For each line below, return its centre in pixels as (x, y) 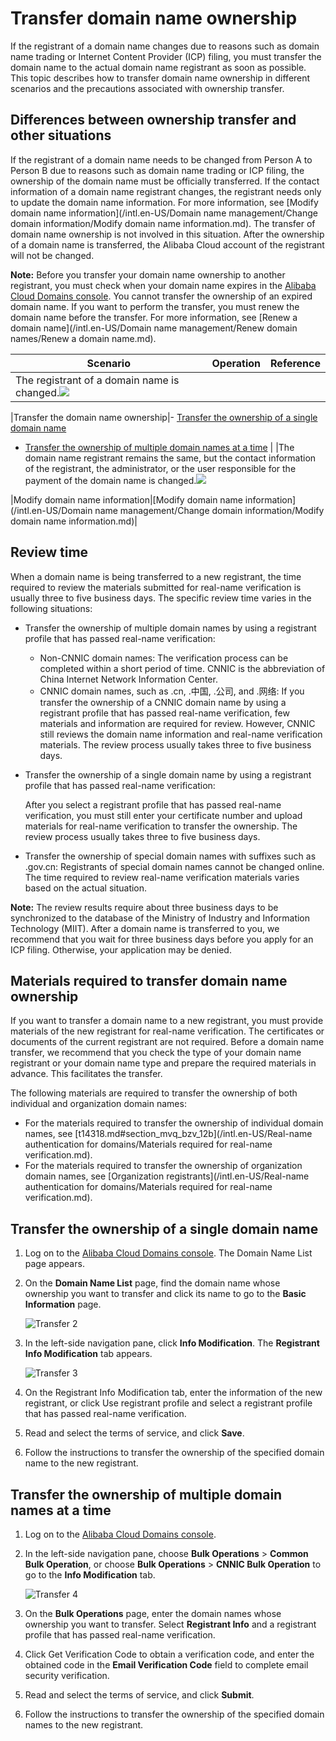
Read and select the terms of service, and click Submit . (139, 1695)
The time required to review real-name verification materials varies (162, 877)
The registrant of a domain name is (97, 380)
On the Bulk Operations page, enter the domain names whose (153, 1613)
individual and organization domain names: (98, 1104)
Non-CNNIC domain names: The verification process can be (164, 658)
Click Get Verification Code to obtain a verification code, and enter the (169, 1654)
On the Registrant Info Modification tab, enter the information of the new (173, 1393)
